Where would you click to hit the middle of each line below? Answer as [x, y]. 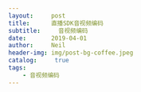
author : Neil [37, 46]
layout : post [37, 16]
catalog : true [39, 61]
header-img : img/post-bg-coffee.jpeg [71, 53]
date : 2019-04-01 [48, 38]
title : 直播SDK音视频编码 [56, 23]
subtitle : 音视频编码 [48, 30]
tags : [17, 68]
